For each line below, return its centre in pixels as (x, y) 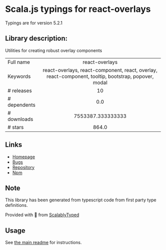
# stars (16, 127)
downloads (21, 119)
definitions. (17, 205)
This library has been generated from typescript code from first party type (81, 200)
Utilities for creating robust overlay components (54, 50)
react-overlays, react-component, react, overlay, (100, 70)
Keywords (19, 76)
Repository (23, 167)
